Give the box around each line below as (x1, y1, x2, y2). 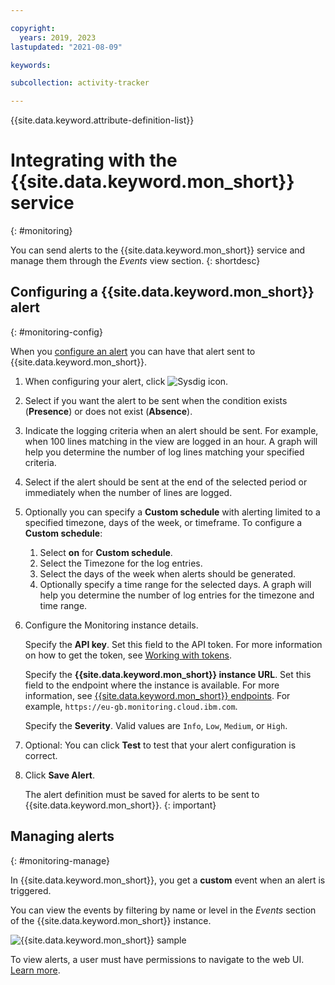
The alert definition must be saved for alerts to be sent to (24, 788, 260, 800)
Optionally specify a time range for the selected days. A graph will (39, 578, 312, 590)
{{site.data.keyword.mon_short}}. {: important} (24, 799, 217, 811)
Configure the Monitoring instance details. (24, 619, 199, 631)
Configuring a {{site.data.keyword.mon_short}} (10, 284, 315, 301)
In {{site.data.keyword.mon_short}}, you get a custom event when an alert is (10, 874, 326, 886)
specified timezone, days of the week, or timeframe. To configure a (24, 516, 303, 528)
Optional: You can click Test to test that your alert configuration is (24, 739, 297, 751)
